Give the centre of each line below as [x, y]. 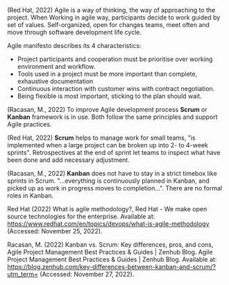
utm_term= [23, 274]
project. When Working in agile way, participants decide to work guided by [114, 17]
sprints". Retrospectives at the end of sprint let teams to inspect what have [114, 153]
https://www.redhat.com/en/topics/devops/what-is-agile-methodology [108, 224]
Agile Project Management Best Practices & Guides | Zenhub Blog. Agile [110, 252]
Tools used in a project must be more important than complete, [107, 74]
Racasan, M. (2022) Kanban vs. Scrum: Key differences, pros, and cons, [110, 245]
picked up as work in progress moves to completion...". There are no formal [115, 188]
